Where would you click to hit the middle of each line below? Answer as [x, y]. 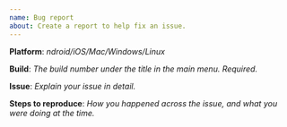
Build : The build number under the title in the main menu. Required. [134, 69]
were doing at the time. [52, 113]
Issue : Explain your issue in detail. [73, 86]
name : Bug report [42, 17]
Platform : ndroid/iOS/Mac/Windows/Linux [87, 51]
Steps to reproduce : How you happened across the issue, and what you [143, 103]
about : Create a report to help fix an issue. [98, 26]
